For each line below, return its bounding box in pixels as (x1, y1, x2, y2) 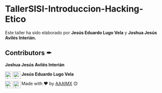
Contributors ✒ (5, 49, 52, 57)
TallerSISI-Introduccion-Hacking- (5, 3, 144, 15)
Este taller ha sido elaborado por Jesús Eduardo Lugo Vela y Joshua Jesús (5, 30, 157, 35)
